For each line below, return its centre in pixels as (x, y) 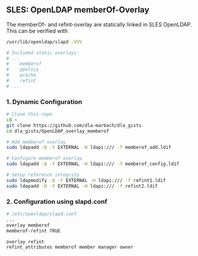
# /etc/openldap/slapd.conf (42, 214)
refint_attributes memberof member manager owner (70, 247)
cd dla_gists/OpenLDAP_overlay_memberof (58, 131)
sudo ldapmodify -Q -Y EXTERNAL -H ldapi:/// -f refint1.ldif (86, 180)
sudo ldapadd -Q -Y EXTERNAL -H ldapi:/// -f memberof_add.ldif (89, 148)
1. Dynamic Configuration (44, 102)
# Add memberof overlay (36, 142)
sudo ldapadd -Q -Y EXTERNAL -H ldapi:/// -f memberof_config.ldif (93, 164)
